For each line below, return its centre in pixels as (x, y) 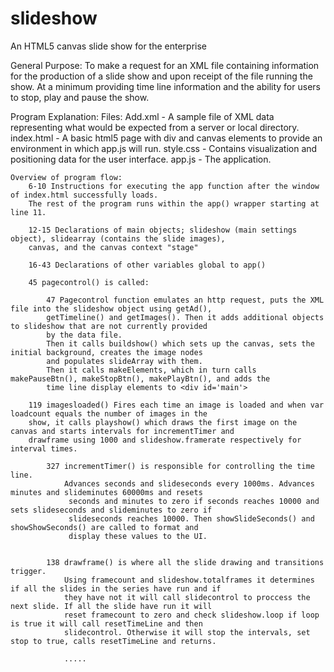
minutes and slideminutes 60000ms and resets (106, 492)
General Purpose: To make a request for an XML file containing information (165, 65)
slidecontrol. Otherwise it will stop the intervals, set (187, 632)
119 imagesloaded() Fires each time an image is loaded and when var (176, 405)
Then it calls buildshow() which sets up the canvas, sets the (180, 343)
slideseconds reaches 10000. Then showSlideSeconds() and (191, 518)
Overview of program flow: (66, 177)
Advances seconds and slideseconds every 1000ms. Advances (189, 483)
